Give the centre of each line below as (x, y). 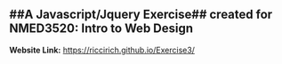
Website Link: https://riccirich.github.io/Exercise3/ (102, 50)
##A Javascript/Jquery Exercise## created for (141, 15)
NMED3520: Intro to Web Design (101, 29)
